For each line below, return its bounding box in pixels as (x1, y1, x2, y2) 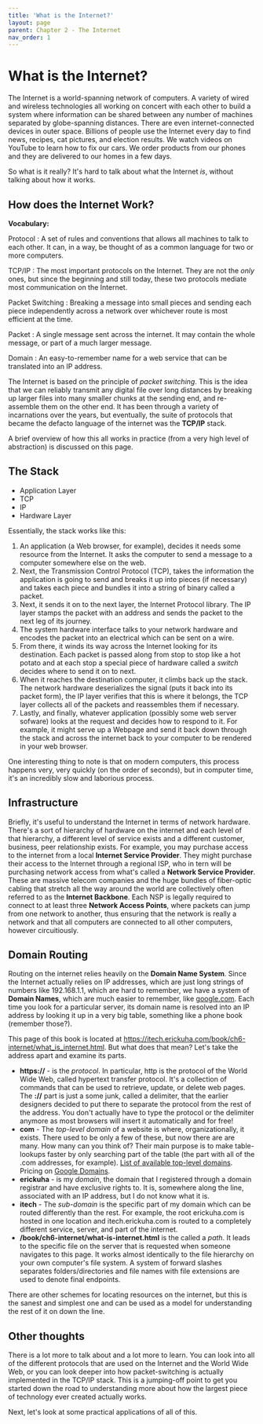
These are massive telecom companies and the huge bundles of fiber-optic (8, 875, 252, 884)
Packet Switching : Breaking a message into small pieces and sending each (8, 298, 252, 307)
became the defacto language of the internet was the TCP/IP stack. (8, 419, 227, 428)
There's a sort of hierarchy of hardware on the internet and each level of (8, 825, 242, 835)
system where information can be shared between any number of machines (8, 110, 254, 119)
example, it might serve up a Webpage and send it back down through (19, 724, 247, 734)
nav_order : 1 (8, 33, 51, 42)
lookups (19, 1150, 46, 1159)
